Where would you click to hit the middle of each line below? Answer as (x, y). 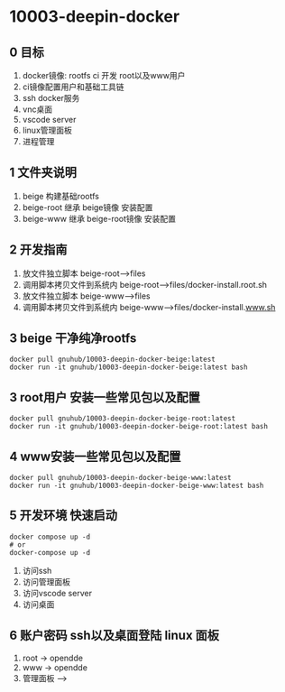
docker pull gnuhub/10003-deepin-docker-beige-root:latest (123, 419)
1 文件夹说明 (43, 173)
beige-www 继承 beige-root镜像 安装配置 (99, 218)
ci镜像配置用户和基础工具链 (73, 87)
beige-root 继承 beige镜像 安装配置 (87, 207)
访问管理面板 (46, 581)
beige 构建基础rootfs (60, 196)
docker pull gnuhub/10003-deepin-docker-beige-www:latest (120, 478)
